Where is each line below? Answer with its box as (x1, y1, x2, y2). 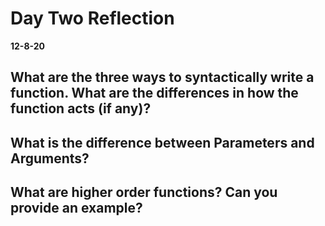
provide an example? (10, 200, 143, 217)
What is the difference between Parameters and (10, 134, 315, 151)
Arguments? (10, 150, 90, 167)
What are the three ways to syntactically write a (10, 69, 315, 86)
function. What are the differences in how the (10, 85, 299, 102)
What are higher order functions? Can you (10, 184, 278, 201)
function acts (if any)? (10, 100, 152, 117)
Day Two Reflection (10, 7, 175, 30)
